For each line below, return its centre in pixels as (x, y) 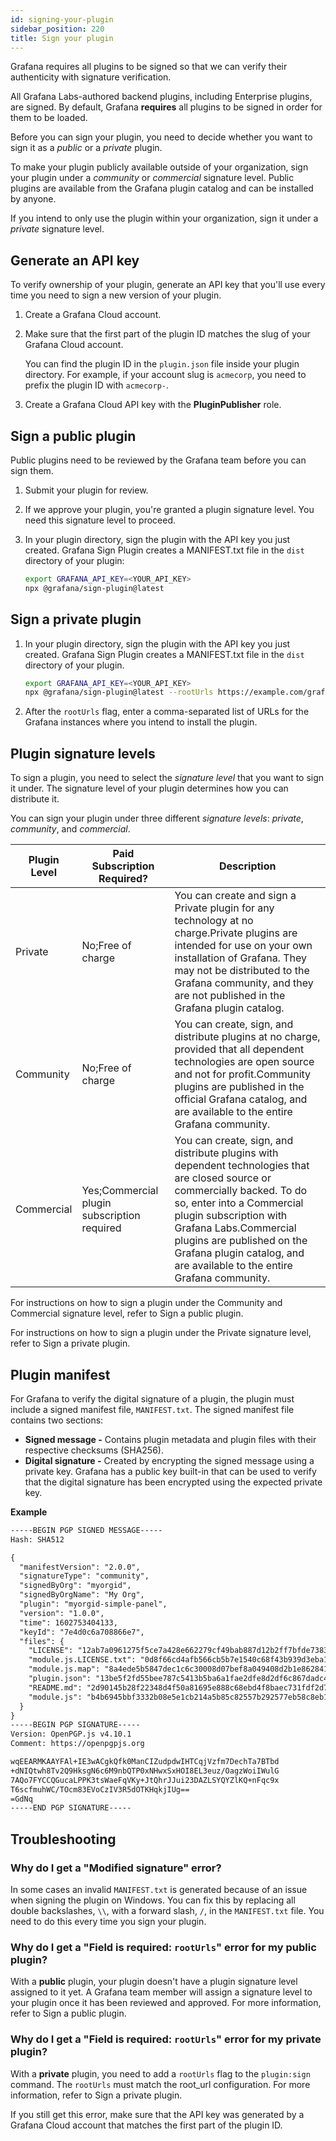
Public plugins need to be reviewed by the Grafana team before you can (158, 460)
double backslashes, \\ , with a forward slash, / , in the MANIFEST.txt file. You (167, 1910)
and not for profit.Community (243, 1074)
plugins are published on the (241, 1241)
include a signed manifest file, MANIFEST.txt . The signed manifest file (152, 1409)
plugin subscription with (231, 1216)
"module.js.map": (64, 1669)
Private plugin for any (224, 908)
